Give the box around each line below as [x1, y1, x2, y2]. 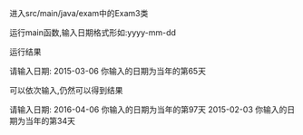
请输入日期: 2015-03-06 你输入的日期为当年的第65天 [9, 66, 207, 76]
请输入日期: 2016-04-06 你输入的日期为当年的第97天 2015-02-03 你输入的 [9, 104, 288, 115]
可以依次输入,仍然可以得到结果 [9, 85, 124, 95]
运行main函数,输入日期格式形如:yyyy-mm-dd [9, 27, 177, 38]
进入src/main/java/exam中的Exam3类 [9, 8, 149, 18]
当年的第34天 [24, 116, 75, 126]
